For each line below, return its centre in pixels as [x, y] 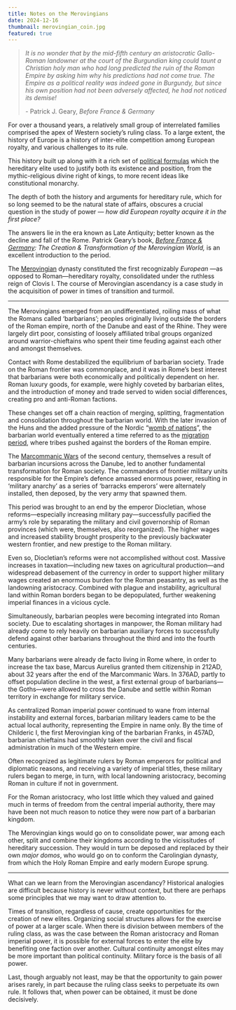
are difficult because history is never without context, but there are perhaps [117, 890]
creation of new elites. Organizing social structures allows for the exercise [115, 919]
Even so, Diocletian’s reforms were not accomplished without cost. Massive [117, 558]
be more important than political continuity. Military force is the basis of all [115, 956]
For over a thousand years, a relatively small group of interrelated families [114, 125]
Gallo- [206, 53]
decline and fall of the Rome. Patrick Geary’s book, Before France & [105, 240]
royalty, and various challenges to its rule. [68, 147]
